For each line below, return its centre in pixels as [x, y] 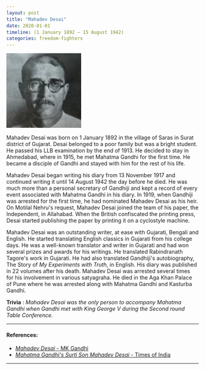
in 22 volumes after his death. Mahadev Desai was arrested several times [98, 271]
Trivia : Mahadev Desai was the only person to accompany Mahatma [94, 302]
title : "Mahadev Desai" [37, 19]
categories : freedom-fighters [45, 39]
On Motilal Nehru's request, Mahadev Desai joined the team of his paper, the [103, 208]
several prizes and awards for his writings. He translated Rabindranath [95, 252]
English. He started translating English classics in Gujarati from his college [99, 239]
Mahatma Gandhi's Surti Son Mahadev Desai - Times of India [93, 355]
